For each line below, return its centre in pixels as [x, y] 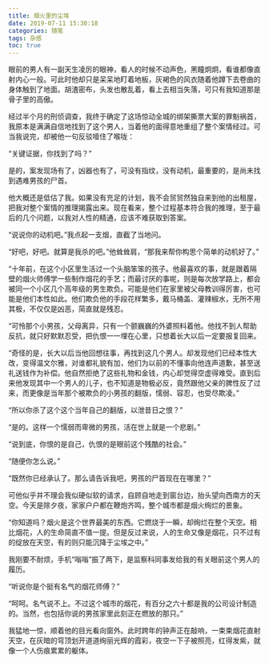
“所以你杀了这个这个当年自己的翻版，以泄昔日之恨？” [96, 410]
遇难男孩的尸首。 [43, 180]
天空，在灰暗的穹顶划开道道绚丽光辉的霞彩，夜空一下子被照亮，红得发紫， [131, 641]
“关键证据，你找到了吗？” [50, 154]
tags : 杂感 [25, 38]
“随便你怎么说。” [34, 461]
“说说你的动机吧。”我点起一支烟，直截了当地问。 [87, 235]
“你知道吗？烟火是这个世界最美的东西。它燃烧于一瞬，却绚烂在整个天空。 [129, 523]
